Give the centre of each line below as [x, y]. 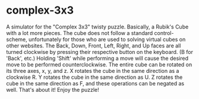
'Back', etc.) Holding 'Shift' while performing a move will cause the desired [97, 58]
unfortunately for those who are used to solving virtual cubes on [107, 39]
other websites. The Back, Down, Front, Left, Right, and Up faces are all [94, 46]
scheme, [17, 39]
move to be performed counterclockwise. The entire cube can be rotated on [99, 64]
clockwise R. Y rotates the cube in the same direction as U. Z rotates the [94, 77]
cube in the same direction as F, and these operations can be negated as [95, 83]
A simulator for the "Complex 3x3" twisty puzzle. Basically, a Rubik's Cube [97, 27]
